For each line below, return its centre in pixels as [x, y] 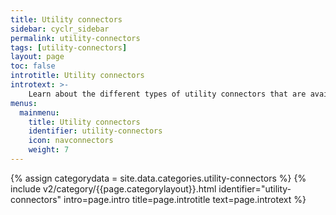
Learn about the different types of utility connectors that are [167, 94]
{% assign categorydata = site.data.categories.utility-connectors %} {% [158, 178]
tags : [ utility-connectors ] [69, 47]
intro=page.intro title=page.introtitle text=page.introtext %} [185, 199]
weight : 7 [49, 150]
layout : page [37, 57]
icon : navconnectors [71, 141]
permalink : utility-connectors [75, 38]
